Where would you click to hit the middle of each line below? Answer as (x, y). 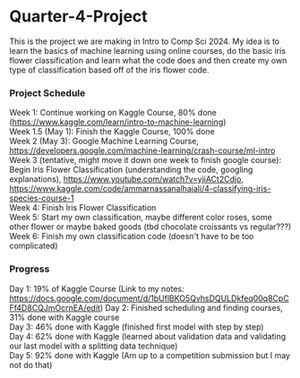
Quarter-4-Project (78, 17)
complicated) (34, 246)
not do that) (31, 365)
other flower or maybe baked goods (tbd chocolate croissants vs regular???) (150, 227)
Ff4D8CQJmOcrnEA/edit (55, 307)
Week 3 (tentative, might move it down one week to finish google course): (146, 160)
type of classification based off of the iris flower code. (109, 70)
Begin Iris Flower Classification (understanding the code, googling (131, 170)
